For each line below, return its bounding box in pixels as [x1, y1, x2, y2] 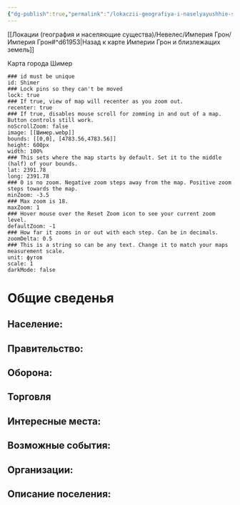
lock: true [7, 91, 40, 98]
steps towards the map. [7, 185, 79, 193]
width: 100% [7, 148, 43, 155]
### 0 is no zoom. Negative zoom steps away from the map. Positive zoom [7, 179, 232, 186]
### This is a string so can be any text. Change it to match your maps [7, 241, 229, 248]
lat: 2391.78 [7, 166, 46, 173]
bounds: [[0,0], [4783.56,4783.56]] [7, 135, 116, 143]
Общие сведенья [7, 290, 114, 306]
